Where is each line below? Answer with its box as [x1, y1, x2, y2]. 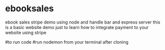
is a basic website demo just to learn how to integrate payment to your [5, 24, 149, 30]
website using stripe [5, 29, 47, 35]
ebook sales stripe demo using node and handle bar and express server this [5, 19, 161, 25]
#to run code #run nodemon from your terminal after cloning [5, 39, 129, 45]
